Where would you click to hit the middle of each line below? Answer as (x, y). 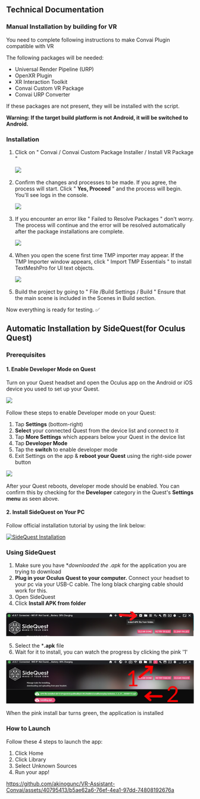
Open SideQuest (35, 597)
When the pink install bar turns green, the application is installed (85, 713)
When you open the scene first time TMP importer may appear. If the (99, 255)
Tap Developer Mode (41, 443)
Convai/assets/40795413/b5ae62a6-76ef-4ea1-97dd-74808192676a (90, 790)
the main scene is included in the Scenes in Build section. (85, 298)
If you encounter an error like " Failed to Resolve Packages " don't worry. (104, 219)
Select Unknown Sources (46, 766)
